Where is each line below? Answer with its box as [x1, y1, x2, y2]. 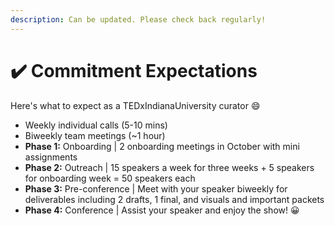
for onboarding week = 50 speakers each [24, 172, 196, 184]
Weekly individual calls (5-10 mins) [24, 119, 168, 131]
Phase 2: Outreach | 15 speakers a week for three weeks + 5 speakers [24, 161, 315, 173]
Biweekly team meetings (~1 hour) [24, 129, 166, 141]
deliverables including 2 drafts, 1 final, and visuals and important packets [24, 193, 325, 205]
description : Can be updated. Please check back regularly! [10, 14, 267, 25]
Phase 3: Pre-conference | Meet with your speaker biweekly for [24, 182, 288, 195]
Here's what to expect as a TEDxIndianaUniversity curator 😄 [10, 99, 261, 111]
